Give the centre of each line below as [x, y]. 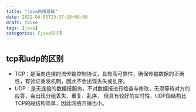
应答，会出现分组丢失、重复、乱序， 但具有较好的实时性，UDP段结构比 [100, 96]
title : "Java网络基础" [32, 11]
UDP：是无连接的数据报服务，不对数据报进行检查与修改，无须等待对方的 [102, 88]
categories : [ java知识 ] [34, 33]
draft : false [22, 22]
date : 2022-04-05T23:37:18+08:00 [47, 17]
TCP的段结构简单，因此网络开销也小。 [61, 103]
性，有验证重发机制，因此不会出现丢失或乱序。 [71, 81]
